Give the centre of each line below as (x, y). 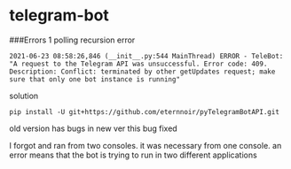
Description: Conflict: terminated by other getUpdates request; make (142, 72)
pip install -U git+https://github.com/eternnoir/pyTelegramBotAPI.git (144, 111)
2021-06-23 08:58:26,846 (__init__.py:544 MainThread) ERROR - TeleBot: (146, 56)
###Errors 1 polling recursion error (72, 40)
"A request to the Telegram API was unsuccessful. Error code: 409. (138, 64)
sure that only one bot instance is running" (94, 79)
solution (24, 96)
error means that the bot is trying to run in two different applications (133, 155)
